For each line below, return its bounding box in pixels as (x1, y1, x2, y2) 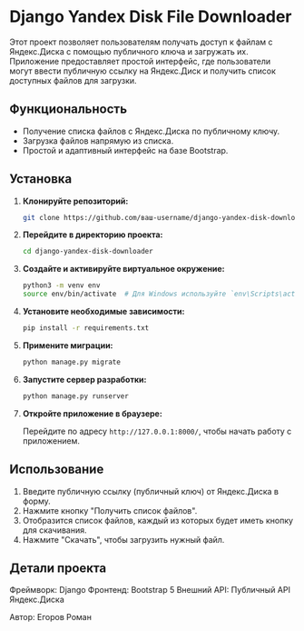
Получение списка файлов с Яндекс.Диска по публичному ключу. (22, 125, 280, 136)
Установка (9, 171, 73, 187)
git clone (22, 213, 61, 222)
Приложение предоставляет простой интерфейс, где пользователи (9, 55, 271, 66)
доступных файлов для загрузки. (9, 75, 138, 85)
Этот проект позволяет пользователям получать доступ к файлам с (9, 36, 274, 47)
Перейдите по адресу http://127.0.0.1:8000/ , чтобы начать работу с (22, 426, 292, 436)
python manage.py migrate (22, 357, 121, 366)
